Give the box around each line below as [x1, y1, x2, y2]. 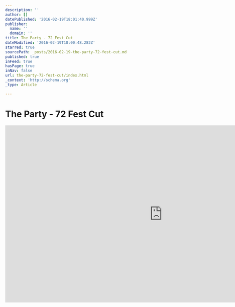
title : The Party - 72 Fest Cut [5, 36, 73, 41]
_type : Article [5, 82, 37, 87]
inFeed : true [5, 59, 33, 64]
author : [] [5, 12, 28, 17]
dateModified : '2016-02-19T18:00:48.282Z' [5, 40, 95, 45]
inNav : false [5, 68, 33, 73]
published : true [5, 54, 39, 59]
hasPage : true [5, 63, 35, 68]
